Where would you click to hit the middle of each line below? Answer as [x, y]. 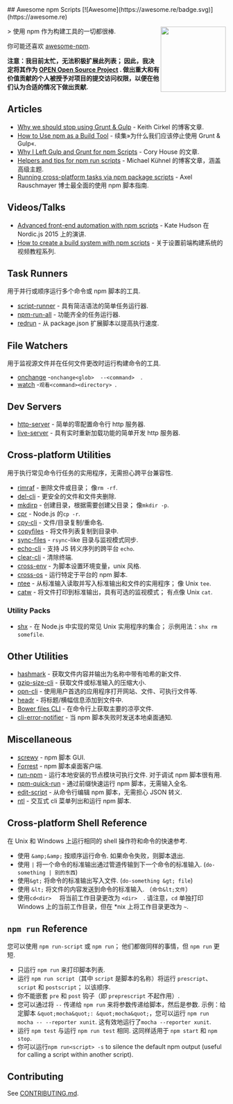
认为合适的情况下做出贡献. [51, 87]
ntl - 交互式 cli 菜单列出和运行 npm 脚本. [74, 801]
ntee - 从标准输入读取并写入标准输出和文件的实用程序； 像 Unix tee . [114, 583]
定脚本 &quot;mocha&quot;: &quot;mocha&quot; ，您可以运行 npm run [113, 1014]
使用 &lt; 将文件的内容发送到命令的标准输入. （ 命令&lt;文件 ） [104, 889]
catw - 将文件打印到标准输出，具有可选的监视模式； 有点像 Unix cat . [115, 592]
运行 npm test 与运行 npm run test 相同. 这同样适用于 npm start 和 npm [117, 1031]
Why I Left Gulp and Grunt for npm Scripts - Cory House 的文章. [108, 152]
